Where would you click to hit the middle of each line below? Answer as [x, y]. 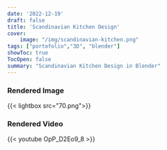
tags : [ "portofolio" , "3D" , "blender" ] [64, 46]
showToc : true [28, 53]
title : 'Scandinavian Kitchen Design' [64, 27]
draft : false [26, 20]
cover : [17, 33]
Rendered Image [36, 90]
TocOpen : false [29, 60]
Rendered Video [35, 123]
